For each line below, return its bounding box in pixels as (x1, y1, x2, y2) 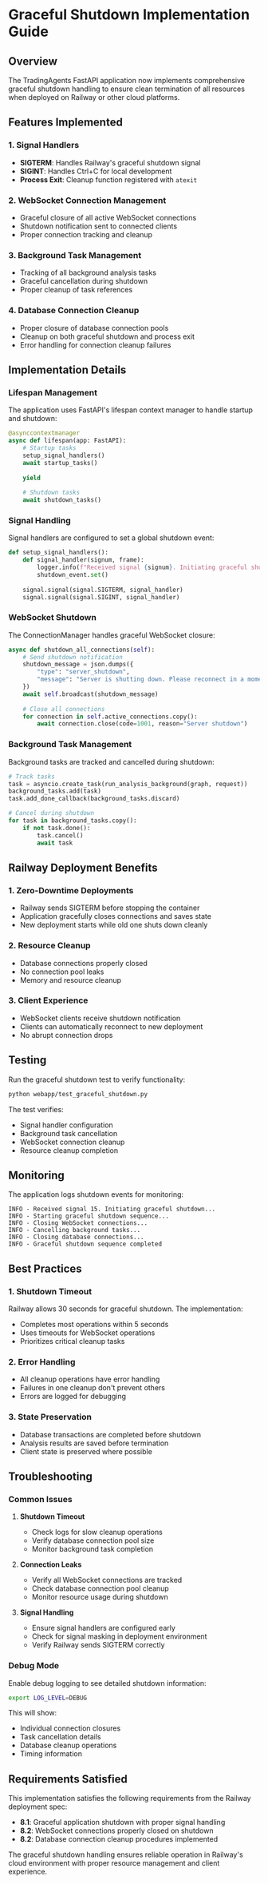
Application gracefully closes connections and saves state (19, 912, 211, 921)
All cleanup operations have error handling (19, 1374, 160, 1384)
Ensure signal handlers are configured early (31, 1624, 175, 1633)
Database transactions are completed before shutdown (19, 1429, 202, 1439)
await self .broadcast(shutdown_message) (22, 690, 159, 698)
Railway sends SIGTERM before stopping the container (19, 903, 200, 912)
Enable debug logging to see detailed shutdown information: (8, 1678, 207, 1687)
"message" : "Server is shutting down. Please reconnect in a (37, 675, 245, 684)
